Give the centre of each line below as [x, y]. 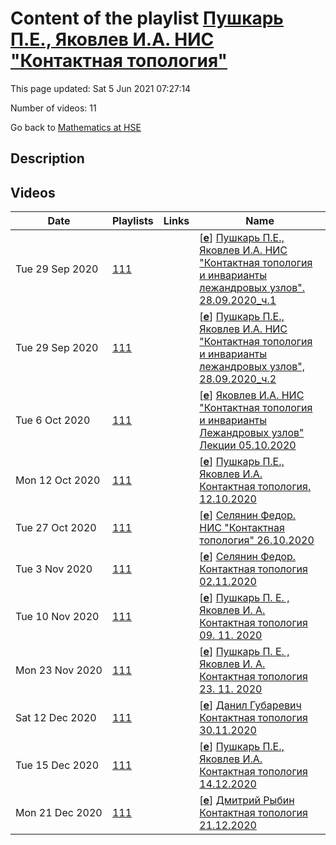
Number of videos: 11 [53, 108]
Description [47, 158]
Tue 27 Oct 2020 [56, 528]
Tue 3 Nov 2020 [54, 569]
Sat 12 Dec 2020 [56, 718]
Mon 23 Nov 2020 [59, 670]
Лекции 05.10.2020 [248, 445]
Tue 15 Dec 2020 [57, 765]
